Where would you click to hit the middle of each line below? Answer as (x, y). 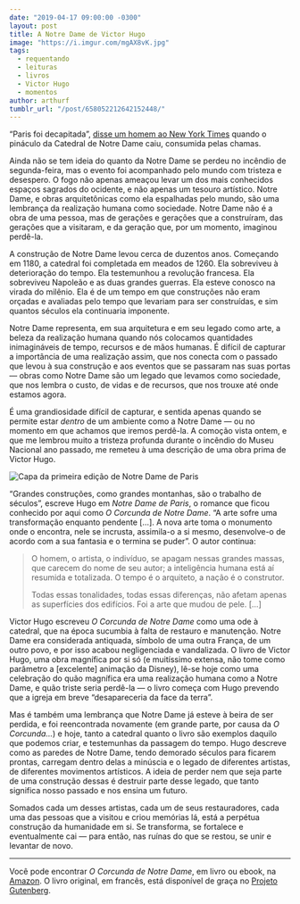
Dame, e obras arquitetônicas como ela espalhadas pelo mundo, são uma (144, 199)
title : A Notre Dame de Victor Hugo (77, 34)
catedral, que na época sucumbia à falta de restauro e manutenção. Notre (145, 631)
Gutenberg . (30, 891)
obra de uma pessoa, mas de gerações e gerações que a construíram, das (146, 218)
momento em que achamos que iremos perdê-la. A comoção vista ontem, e (148, 431)
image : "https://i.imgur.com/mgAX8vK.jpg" (89, 42)
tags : (19, 51)
